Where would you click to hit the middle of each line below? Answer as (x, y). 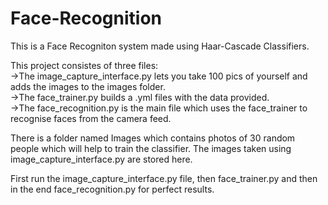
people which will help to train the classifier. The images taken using (151, 148)
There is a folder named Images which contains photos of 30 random (153, 138)
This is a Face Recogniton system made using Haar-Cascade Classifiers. (160, 46)
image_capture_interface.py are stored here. (101, 159)
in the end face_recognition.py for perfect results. (112, 189)
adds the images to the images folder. (88, 86)
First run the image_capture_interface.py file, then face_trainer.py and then (164, 178)
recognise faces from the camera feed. (91, 118)
